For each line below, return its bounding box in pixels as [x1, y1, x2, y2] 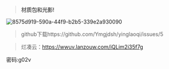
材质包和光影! [20, 6, 55, 13]
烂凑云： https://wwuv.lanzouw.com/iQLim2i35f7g [20, 43, 144, 50]
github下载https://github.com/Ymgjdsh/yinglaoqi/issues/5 [20, 30, 164, 38]
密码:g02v [6, 56, 31, 63]
